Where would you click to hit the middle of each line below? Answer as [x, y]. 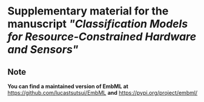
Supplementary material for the [88, 11]
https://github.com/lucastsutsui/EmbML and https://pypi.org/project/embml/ [103, 93]
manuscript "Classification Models [98, 24]
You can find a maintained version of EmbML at [68, 86]
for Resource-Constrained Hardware [102, 37]
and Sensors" [43, 50]
